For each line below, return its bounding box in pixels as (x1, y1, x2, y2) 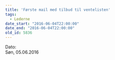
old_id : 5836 (5, 30, 32, 35)
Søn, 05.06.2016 (5, 49, 39, 55)
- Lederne (9, 16, 30, 21)
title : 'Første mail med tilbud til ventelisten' (5, 7, 111, 12)
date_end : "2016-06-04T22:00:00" (5, 26, 75, 31)
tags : (5, 12, 16, 17)
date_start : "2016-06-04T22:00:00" (5, 21, 79, 26)
